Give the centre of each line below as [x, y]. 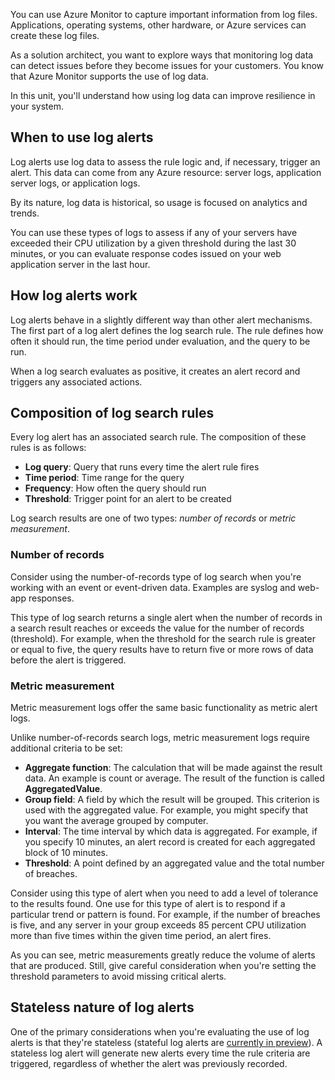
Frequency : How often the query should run [115, 488]
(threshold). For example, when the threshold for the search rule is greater [163, 638]
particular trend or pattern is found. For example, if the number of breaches [165, 915]
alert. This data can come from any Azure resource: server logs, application [166, 172]
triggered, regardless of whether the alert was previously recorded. [149, 1063]
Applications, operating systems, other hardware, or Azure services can [158, 25]
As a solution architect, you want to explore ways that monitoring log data [162, 55]
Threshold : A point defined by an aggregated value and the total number [174, 863]
